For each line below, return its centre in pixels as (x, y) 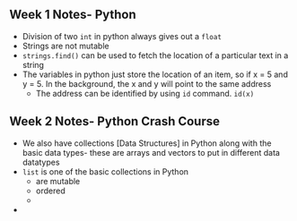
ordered (50, 191)
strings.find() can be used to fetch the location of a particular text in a (155, 55)
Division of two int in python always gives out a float (122, 36)
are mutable (58, 181)
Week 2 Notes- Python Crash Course (115, 121)
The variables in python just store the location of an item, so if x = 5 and (155, 74)
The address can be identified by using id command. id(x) (145, 93)
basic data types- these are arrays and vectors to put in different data (151, 152)
